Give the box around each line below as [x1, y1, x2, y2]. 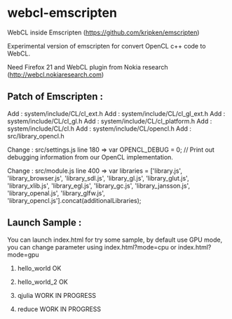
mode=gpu [7, 250, 40, 259]
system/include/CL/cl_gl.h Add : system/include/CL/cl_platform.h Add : [7, 117, 212, 125]
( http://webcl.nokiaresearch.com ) [7, 70, 104, 79]
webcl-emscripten [7, 5, 118, 21]
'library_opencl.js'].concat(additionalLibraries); [7, 196, 142, 204]
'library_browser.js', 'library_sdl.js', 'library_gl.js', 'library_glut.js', [7, 174, 189, 182]
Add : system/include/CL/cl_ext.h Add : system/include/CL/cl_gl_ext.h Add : [7, 109, 226, 117]
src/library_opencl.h [7, 131, 64, 140]
